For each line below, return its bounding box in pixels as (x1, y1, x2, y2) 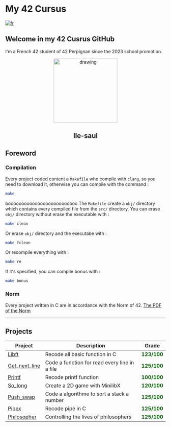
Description (76, 342, 105, 349)
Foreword (5, 149, 37, 157)
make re (5, 259, 22, 265)
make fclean (5, 240, 31, 245)
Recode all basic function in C (45, 351, 117, 358)
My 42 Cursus (5, 3, 67, 15)
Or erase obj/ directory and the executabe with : (5, 230, 107, 236)
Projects (5, 327, 33, 336)
